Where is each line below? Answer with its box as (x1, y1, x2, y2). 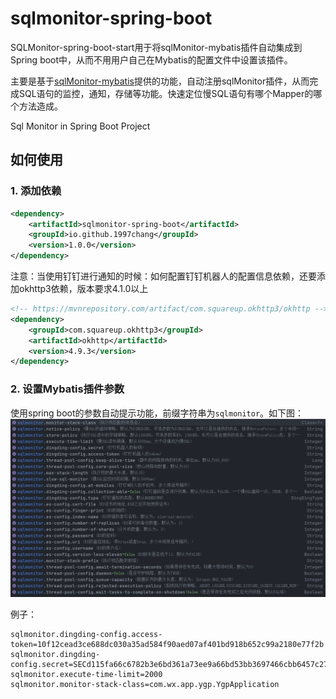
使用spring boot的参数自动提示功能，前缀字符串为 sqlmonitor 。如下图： (10, 407, 305, 419)
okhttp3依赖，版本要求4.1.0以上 (18, 283, 149, 294)
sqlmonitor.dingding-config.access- (10, 630, 163, 640)
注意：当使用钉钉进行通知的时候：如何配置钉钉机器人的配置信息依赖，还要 (10, 270, 317, 282)
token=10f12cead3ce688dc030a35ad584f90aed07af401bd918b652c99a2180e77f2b (10, 640, 325, 650)
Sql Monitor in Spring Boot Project (10, 120, 151, 132)
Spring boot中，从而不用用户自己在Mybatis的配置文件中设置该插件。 (10, 53, 293, 66)
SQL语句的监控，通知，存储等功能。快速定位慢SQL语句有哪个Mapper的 (18, 87, 314, 99)
